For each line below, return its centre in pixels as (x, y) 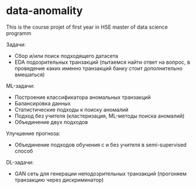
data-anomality (44, 11)
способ (24, 151)
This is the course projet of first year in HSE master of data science (87, 27)
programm (19, 33)
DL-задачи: (20, 162)
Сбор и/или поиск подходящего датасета (66, 56)
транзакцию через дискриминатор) (59, 180)
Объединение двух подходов (51, 122)
